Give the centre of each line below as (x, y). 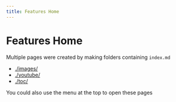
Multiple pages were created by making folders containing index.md (88, 57)
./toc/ (21, 81)
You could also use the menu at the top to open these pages (79, 93)
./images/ (26, 68)
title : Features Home (33, 11)
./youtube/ (27, 75)
